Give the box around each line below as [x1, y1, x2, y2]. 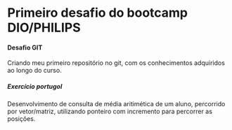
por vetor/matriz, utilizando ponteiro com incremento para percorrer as [7, 107, 213, 116]
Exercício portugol [7, 82, 63, 90]
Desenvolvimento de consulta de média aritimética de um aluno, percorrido [7, 100, 226, 108]
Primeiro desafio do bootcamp [7, 5, 188, 21]
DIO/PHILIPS [7, 20, 81, 36]
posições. [7, 115, 36, 123]
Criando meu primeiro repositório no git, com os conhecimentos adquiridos [7, 59, 225, 67]
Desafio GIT [7, 43, 43, 52]
